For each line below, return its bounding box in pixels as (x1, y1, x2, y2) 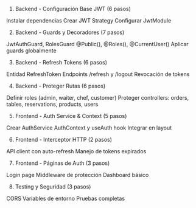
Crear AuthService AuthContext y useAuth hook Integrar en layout (6, 124, 172, 131)
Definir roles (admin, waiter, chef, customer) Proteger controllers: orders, (6, 94, 189, 101)
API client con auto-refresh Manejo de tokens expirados (6, 148, 147, 154)
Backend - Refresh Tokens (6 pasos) (15, 59, 108, 66)
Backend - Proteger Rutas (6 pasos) (15, 82, 106, 89)
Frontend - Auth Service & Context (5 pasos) (15, 113, 127, 119)
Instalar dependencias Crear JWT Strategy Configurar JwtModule (6, 17, 172, 24)
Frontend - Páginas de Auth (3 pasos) (15, 159, 110, 167)
